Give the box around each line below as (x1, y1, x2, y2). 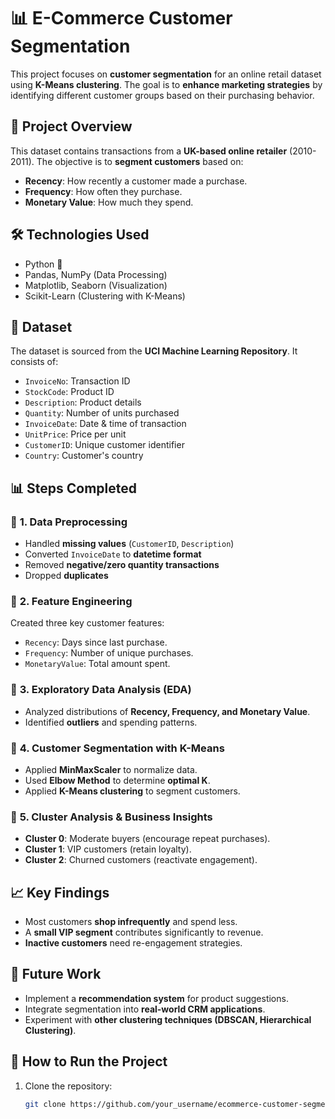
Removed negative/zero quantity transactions (24, 559, 220, 571)
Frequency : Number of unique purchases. (24, 647, 194, 659)
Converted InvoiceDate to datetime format (24, 548, 202, 560)
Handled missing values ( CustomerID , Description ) (24, 538, 235, 550)
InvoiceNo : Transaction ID (24, 375, 131, 387)
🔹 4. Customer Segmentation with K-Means (10, 741, 225, 755)
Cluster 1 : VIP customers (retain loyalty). (24, 843, 192, 855)
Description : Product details (24, 396, 142, 409)
